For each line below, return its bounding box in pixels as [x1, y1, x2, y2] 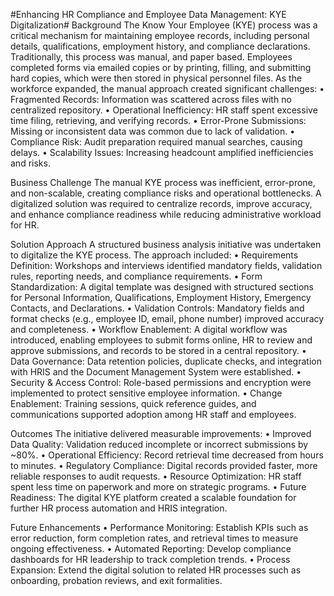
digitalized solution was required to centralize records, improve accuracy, [10, 198, 313, 209]
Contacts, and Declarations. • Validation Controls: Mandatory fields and [10, 302, 305, 314]
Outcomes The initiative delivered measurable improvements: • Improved [10, 428, 312, 439]
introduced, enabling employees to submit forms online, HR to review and [10, 334, 313, 346]
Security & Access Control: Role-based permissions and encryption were [10, 377, 312, 388]
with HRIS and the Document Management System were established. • [10, 366, 302, 378]
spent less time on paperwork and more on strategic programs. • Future [10, 481, 307, 493]
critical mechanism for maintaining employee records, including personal [10, 30, 310, 41]
